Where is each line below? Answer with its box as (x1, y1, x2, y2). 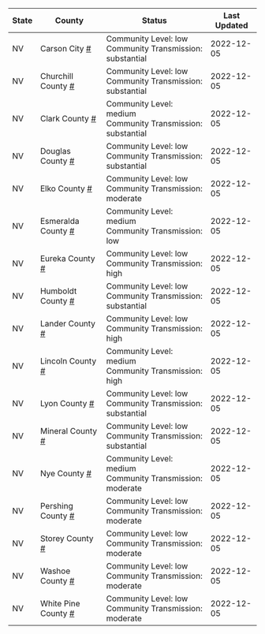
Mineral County (39, 426, 97, 436)
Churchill (39, 71, 73, 81)
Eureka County (39, 253, 95, 263)
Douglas (39, 146, 71, 156)
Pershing (39, 501, 73, 511)
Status (141, 15, 167, 26)
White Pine (39, 599, 80, 609)
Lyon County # (39, 398, 95, 408)
